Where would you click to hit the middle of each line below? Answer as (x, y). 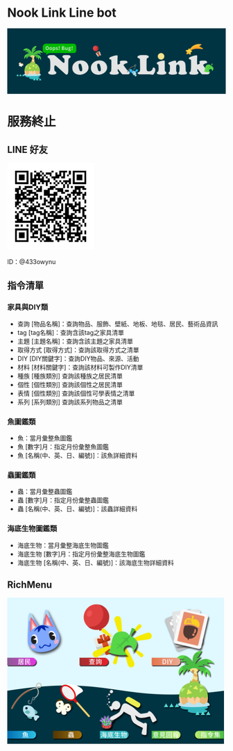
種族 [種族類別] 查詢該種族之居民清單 (70, 376)
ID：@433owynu (32, 262)
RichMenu (30, 585)
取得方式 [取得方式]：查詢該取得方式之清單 (78, 349)
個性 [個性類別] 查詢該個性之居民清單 (70, 384)
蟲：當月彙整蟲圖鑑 (45, 492)
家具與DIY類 (28, 307)
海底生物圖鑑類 (32, 529)
